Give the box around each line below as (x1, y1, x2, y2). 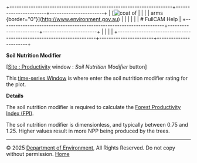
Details (6, 92, 24, 99)
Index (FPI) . (6, 110, 34, 117)
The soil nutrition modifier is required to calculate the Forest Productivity (6, 104, 181, 110)
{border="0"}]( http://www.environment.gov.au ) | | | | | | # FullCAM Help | (6, 16, 182, 22)
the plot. (6, 81, 26, 88)
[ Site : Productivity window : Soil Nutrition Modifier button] (6, 63, 147, 70)
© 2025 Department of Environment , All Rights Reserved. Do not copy (6, 144, 176, 151)
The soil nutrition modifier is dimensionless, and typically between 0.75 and (6, 121, 189, 128)
